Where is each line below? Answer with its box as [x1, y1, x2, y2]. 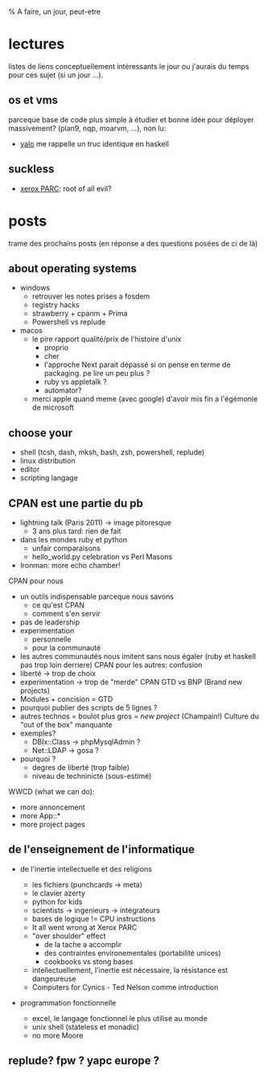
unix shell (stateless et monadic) [31, 1022, 139, 1032]
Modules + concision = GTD [19, 694, 113, 703]
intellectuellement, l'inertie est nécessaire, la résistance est [31, 965, 228, 974]
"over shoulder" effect [31, 931, 106, 941]
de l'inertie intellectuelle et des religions [19, 864, 153, 874]
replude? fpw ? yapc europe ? [8, 1054, 160, 1068]
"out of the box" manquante [19, 719, 113, 729]
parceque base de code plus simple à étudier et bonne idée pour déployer [8, 114, 255, 124]
